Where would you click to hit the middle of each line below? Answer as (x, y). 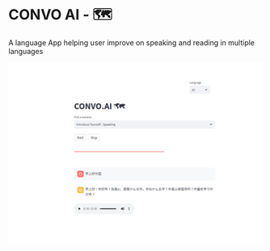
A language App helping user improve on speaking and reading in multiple (132, 42)
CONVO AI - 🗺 (61, 15)
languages (26, 51)
